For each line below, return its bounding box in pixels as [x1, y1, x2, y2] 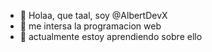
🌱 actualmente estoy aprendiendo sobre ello [19, 31, 203, 42]
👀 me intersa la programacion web [19, 20, 162, 32]
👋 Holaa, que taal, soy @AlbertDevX [19, 10, 168, 21]
